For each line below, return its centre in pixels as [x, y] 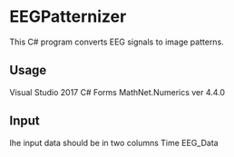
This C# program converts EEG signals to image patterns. [117, 42]
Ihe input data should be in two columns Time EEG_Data [114, 142]
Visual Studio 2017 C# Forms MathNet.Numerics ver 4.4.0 [117, 92]
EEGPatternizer [68, 17]
